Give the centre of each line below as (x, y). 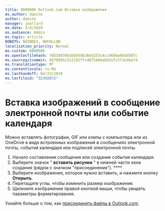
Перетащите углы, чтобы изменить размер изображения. (73, 183)
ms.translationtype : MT (30, 64)
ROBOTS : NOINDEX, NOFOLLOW (33, 42)
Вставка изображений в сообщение (83, 103)
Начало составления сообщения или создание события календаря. (83, 157)
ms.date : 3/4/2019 (24, 28)
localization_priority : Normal (37, 46)
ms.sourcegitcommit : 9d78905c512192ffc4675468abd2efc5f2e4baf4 (71, 60)
